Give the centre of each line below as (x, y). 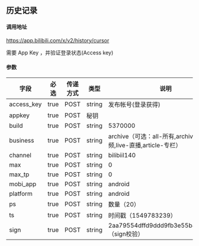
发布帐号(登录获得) (134, 104)
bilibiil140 (122, 155)
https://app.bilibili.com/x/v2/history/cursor (58, 40)
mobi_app (23, 184)
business (22, 140)
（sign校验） (126, 234)
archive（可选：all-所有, (142, 136)
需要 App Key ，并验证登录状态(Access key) (60, 53)
